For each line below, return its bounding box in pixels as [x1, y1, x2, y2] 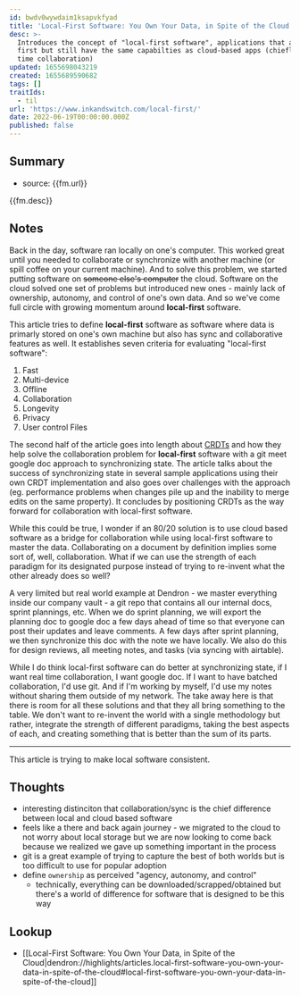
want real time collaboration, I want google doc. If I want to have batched [9, 671, 279, 682]
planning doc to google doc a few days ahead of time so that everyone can [9, 615, 286, 626]
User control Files [21, 422, 87, 432]
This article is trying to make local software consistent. [9, 754, 211, 765]
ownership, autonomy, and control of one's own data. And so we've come [9, 292, 280, 303]
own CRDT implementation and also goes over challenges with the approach [9, 477, 291, 488]
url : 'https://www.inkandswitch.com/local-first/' [9, 105, 202, 113]
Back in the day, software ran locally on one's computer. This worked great [9, 245, 285, 255]
